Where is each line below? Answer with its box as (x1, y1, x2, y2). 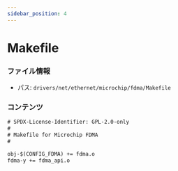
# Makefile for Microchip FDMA (7, 131, 98, 139)
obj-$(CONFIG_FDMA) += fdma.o (7, 150, 96, 157)
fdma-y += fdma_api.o (7, 157, 71, 164)
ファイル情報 (7, 66, 51, 76)
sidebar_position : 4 (7, 10, 68, 17)
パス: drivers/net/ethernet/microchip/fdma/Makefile (17, 83, 171, 92)
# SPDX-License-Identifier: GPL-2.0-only (7, 119, 130, 126)
